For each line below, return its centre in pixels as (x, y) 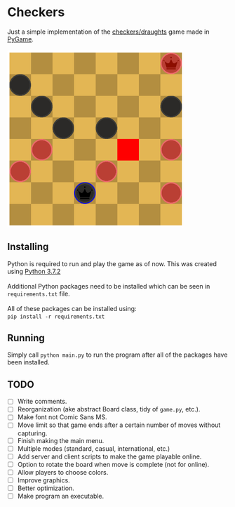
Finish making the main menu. (61, 440)
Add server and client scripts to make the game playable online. (109, 456)
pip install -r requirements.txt (56, 317)
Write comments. (42, 402)
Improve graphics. (43, 480)
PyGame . (20, 39)
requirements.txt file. (39, 294)
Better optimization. (46, 488)
